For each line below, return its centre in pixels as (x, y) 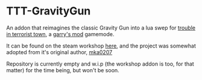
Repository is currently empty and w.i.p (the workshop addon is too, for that (100, 64)
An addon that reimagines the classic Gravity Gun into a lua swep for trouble (101, 28)
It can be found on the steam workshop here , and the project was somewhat (101, 46)
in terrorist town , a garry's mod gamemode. (60, 34)
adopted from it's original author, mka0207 (59, 52)
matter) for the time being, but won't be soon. (63, 70)
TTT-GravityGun (49, 11)
